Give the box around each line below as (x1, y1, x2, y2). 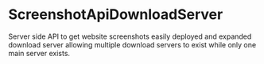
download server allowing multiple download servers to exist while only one (8, 40, 257, 49)
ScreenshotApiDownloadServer (8, 6, 223, 24)
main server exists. (8, 48, 70, 58)
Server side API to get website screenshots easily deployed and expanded (8, 32, 252, 41)
